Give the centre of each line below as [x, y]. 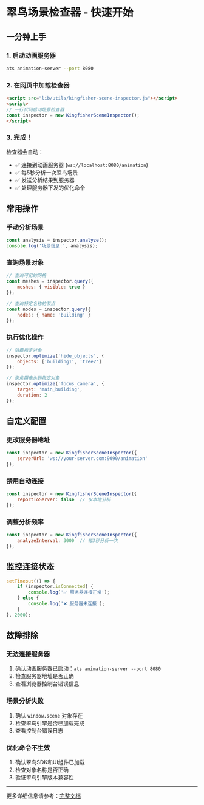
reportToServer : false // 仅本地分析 [64, 500]
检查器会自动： [25, 152]
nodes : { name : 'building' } [54, 315]
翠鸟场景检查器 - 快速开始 [70, 12]
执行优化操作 [25, 337]
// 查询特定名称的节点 [31, 303]
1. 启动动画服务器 [31, 55]
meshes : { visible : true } [51, 287]
